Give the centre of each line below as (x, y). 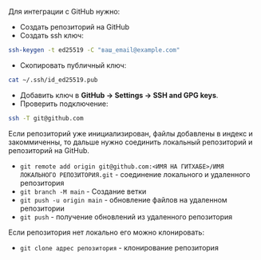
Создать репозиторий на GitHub (75, 27)
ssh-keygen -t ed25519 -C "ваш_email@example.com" (94, 50)
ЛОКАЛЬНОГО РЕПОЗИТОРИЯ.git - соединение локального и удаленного (135, 174)
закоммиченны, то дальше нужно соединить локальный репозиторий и (130, 142)
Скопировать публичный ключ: (73, 65)
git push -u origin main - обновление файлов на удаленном (123, 199)
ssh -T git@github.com (46, 118)
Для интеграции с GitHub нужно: (64, 12)
